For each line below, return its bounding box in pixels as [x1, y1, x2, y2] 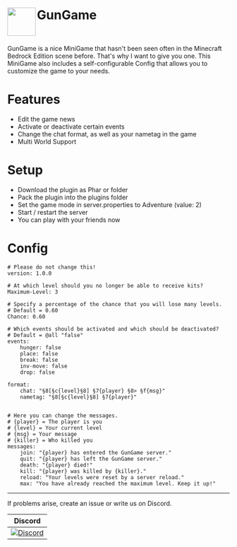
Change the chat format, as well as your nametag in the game [17, 129, 197, 138]
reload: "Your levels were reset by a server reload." [20, 474, 185, 481]
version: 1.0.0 [7, 269, 52, 277]
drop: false [20, 368, 55, 376]
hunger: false [20, 343, 61, 351]
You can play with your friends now [17, 216, 121, 224]
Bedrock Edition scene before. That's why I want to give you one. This [7, 52, 211, 60]
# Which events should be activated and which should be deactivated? [7, 325, 219, 332]
